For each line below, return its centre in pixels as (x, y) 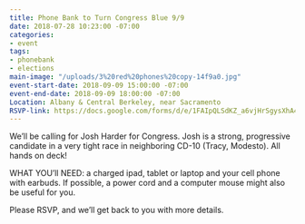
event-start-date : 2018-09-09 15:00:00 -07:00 (99, 85)
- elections (32, 69)
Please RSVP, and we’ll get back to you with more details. (117, 210)
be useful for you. (42, 192)
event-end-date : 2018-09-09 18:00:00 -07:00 (95, 93)
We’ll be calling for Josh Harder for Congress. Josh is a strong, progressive (150, 136)
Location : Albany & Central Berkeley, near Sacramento (115, 102)
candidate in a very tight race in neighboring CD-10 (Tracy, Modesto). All (145, 146)
